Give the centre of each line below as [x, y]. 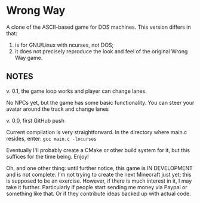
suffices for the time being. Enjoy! [48, 156]
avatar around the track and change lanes [58, 109]
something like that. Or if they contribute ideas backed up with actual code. [99, 193]
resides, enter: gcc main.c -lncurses [51, 138]
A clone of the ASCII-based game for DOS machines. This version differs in [99, 27]
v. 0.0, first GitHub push [35, 120]
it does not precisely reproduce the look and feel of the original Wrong [101, 51]
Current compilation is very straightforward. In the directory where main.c [97, 132]
